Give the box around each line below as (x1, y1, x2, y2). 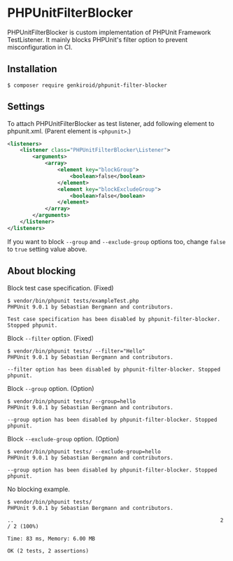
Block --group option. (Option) (7, 384, 94, 392)
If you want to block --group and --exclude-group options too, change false (7, 237, 226, 246)
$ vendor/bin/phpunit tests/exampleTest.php (7, 297, 139, 304)
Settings (7, 101, 45, 113)
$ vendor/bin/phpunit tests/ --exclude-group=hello (7, 448, 161, 455)
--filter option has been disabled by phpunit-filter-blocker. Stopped (7, 366, 220, 373)
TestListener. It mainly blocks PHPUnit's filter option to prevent (7, 35, 188, 43)
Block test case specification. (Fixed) (7, 283, 114, 292)
